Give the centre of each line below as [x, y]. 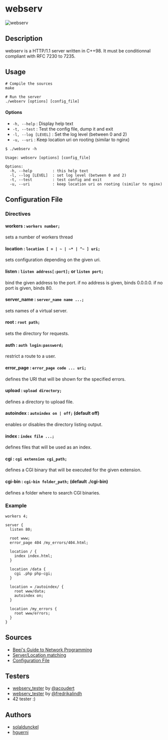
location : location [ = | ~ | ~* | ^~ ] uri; [53, 249]
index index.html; [33, 556]
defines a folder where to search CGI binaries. [53, 492]
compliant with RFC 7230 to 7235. [40, 56]
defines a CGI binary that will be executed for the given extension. [73, 470]
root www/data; [30, 591]
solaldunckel [26, 727]
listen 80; [21, 529]
